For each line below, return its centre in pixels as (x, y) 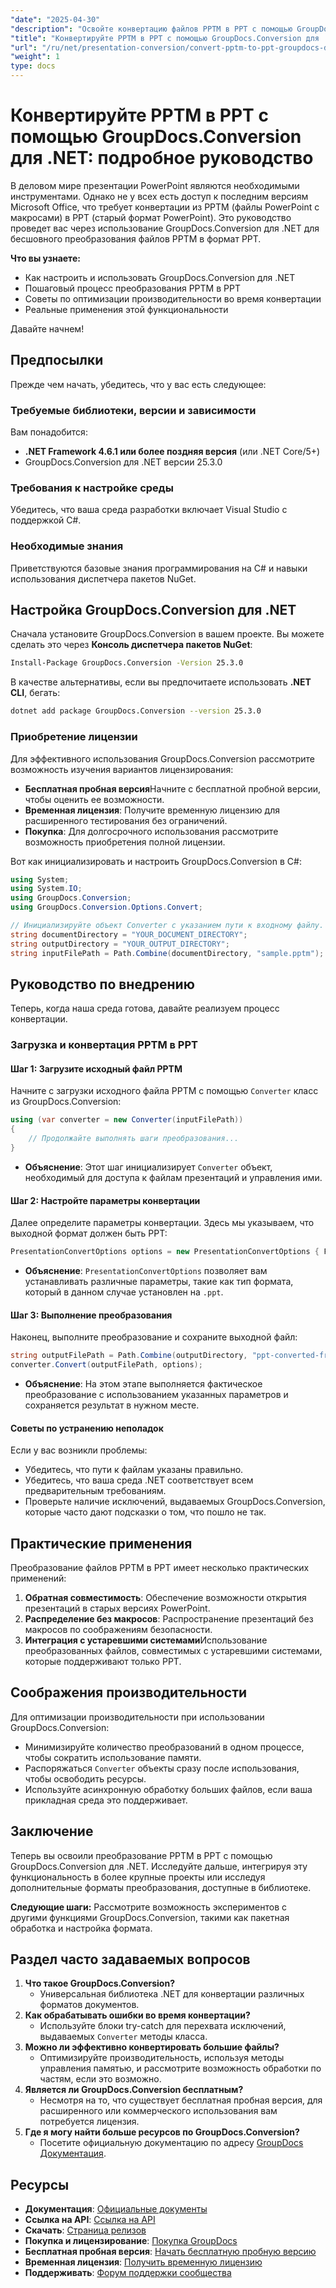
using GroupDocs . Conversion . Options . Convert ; (106, 907)
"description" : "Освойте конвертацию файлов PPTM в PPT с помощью (151, 29)
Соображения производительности (129, 1692)
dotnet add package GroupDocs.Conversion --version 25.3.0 (136, 711)
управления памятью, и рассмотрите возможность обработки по (180, 2068)
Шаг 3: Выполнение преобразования (91, 1315)
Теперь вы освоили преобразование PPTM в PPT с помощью (141, 1855)
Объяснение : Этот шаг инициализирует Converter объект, (148, 1167)
